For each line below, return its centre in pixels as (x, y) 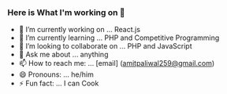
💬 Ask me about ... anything (63, 55)
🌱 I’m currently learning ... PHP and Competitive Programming (119, 38)
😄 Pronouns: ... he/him (56, 74)
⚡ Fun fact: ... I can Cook (59, 83)
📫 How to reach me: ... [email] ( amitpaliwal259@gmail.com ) (117, 63)
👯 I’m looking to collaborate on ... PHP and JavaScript (105, 46)
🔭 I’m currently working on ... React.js (80, 30)
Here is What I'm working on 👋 (66, 13)
